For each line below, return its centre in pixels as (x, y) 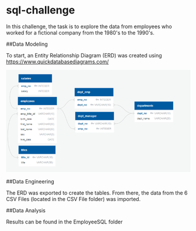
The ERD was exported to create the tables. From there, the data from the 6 (97, 193)
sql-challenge (40, 10)
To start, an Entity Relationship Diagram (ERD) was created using (84, 55)
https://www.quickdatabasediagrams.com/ (58, 62)
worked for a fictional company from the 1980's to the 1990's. (80, 32)
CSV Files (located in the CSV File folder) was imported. (73, 199)
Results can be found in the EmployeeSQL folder (64, 222)
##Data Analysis (26, 210)
